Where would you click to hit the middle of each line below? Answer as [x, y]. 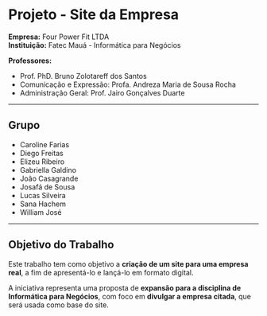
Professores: [30, 60]
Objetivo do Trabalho [61, 245]
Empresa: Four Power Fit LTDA [59, 37]
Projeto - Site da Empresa [94, 15]
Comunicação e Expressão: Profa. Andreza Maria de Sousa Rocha [128, 84]
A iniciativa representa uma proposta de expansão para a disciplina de [125, 287]
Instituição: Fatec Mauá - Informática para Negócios [95, 45]
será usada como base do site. [58, 305]
